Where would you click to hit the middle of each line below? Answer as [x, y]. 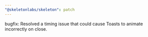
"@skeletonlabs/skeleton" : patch [40, 10]
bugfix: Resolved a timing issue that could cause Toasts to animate [74, 24]
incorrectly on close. [26, 29]
